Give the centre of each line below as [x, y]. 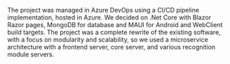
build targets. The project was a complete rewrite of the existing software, [114, 32]
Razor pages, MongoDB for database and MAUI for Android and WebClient [115, 25]
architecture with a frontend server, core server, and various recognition [111, 47]
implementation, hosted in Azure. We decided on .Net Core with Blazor [109, 17]
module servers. [31, 54]
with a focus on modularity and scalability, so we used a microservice [108, 40]
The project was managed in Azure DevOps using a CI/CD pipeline [103, 10]
